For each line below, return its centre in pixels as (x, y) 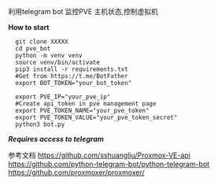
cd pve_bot (33, 49)
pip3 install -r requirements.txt (72, 69)
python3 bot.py (40, 124)
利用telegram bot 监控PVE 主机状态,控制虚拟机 (83, 11)
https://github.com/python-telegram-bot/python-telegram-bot (109, 164)
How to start (29, 27)
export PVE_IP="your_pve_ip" (63, 97)
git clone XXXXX (42, 42)
